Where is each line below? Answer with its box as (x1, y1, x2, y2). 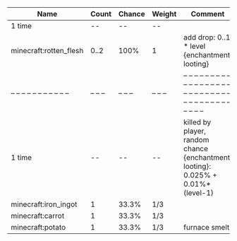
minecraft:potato (11, 223, 66, 232)
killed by (183, 117, 212, 127)
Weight (151, 9, 177, 18)
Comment (190, 9, 225, 18)
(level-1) (183, 188, 214, 197)
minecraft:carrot (11, 211, 65, 221)
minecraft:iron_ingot (11, 199, 78, 209)
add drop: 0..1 (183, 33, 231, 42)
